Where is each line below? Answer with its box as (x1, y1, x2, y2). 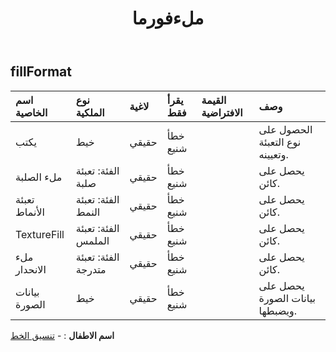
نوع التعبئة (258, 135, 302, 149)
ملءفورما (131, 7, 205, 30)
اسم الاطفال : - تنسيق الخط (10, 329, 115, 341)
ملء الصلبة (15, 170, 63, 184)
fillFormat (10, 63, 72, 81)
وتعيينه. (258, 147, 289, 161)
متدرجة (75, 262, 107, 276)
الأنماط (15, 205, 45, 219)
